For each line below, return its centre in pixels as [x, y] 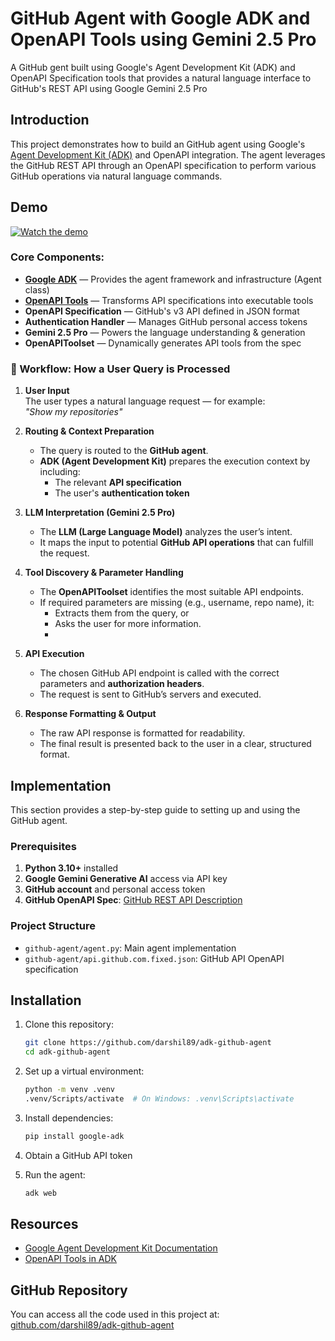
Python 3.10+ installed [71, 868]
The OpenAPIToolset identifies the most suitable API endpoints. [171, 592]
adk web [40, 1193]
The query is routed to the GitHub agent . [124, 451]
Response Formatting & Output [90, 714]
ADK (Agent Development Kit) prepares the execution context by [175, 461]
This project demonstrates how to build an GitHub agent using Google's [158, 144]
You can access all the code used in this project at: [115, 1314]
